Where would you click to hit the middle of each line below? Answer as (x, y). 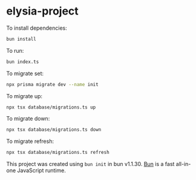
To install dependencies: (37, 28)
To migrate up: (24, 96)
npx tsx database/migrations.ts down (54, 130)
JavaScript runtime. (42, 170)
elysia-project (42, 11)
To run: (15, 50)
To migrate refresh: (30, 141)
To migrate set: (25, 73)
